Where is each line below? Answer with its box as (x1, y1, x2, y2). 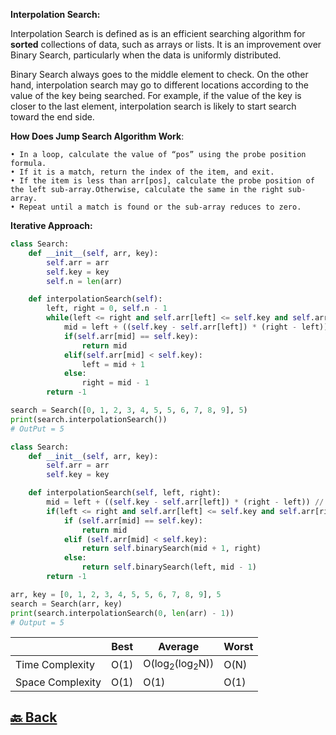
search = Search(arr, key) (10, 599, 123, 609)
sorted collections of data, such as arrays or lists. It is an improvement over (10, 39, 322, 50)
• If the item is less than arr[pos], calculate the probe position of (10, 176, 315, 186)
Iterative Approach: (10, 220, 93, 231)
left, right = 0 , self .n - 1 (46, 304, 168, 314)
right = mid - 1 (81, 378, 150, 388)
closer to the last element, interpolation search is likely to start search (10, 100, 297, 112)
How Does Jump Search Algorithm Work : (10, 130, 185, 142)
